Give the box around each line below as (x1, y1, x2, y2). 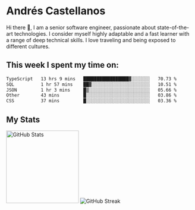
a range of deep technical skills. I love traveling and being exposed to (6, 36, 176, 43)
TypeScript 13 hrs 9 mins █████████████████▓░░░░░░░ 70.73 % (6, 76, 177, 82)
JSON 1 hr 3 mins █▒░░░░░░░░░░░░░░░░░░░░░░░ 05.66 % (6, 87, 177, 93)
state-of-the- (156, 24, 189, 31)
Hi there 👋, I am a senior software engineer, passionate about (6, 24, 156, 31)
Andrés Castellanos (6, 4, 106, 18)
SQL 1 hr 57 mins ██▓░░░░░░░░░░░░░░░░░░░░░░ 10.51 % (6, 82, 177, 87)
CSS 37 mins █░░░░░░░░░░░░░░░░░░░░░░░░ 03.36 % (6, 98, 177, 104)
